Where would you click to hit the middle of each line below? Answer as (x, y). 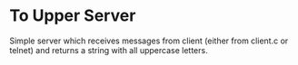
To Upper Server (73, 16)
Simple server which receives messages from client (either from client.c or (149, 41)
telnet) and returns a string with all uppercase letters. (109, 50)
